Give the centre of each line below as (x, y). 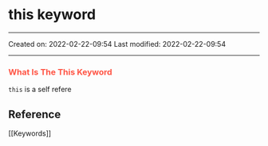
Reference (35, 114)
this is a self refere (40, 90)
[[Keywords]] (30, 133)
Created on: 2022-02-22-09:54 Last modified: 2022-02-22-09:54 (117, 44)
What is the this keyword (61, 71)
